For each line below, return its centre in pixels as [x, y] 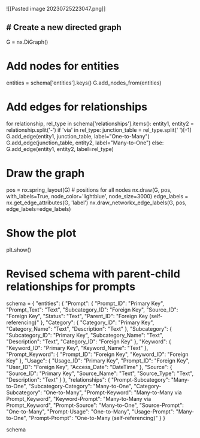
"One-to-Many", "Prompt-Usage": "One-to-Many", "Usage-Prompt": [90, 411]
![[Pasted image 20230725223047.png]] [56, 9]
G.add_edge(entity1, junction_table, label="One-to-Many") [78, 136]
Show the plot [41, 233]
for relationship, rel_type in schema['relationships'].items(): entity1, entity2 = [100, 123]
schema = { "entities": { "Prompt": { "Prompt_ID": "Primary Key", [85, 303]
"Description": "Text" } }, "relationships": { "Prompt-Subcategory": [88, 379]
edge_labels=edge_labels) [39, 209]
